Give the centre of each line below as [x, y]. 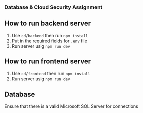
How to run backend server [48, 24]
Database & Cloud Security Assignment [54, 7]
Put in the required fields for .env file [50, 41]
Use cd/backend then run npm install [50, 35]
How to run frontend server [48, 62]
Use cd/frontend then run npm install [51, 73]
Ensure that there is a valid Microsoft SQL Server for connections [71, 106]
